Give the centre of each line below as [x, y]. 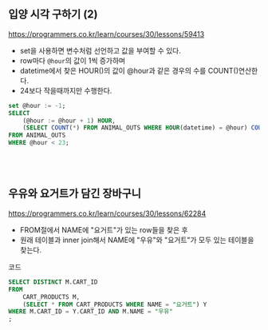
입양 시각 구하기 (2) [53, 14]
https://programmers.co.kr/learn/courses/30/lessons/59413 [106, 34]
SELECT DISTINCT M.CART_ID [53, 282]
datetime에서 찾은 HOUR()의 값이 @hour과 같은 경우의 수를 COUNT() [129, 70]
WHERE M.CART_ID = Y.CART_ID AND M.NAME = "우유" [91, 312]
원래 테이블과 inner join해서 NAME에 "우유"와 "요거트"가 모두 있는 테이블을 [137, 240]
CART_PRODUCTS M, [51, 297]
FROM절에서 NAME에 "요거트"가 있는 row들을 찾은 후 [104, 229]
